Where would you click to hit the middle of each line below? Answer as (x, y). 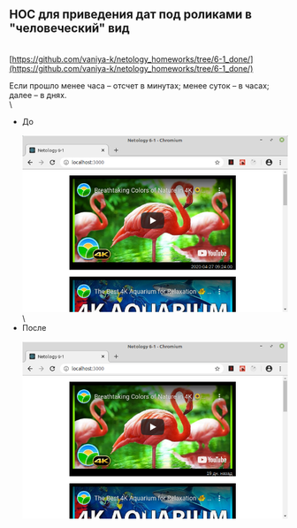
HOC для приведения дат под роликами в (130, 15)
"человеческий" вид (69, 29)
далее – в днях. (38, 95)
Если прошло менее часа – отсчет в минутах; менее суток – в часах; (139, 85)
